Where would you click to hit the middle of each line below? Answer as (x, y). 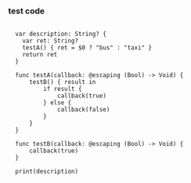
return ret (40, 55)
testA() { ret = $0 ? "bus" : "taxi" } (87, 48)
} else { (57, 103)
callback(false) (84, 110)
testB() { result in (62, 82)
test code (27, 11)
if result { (62, 89)
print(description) (47, 172)
